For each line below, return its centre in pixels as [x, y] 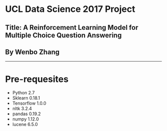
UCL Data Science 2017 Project [70, 9]
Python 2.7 [23, 93]
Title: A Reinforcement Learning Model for [72, 28]
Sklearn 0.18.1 [26, 98]
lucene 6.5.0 [25, 125]
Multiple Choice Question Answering [63, 35]
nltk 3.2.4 [22, 109]
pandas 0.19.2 [27, 114]
